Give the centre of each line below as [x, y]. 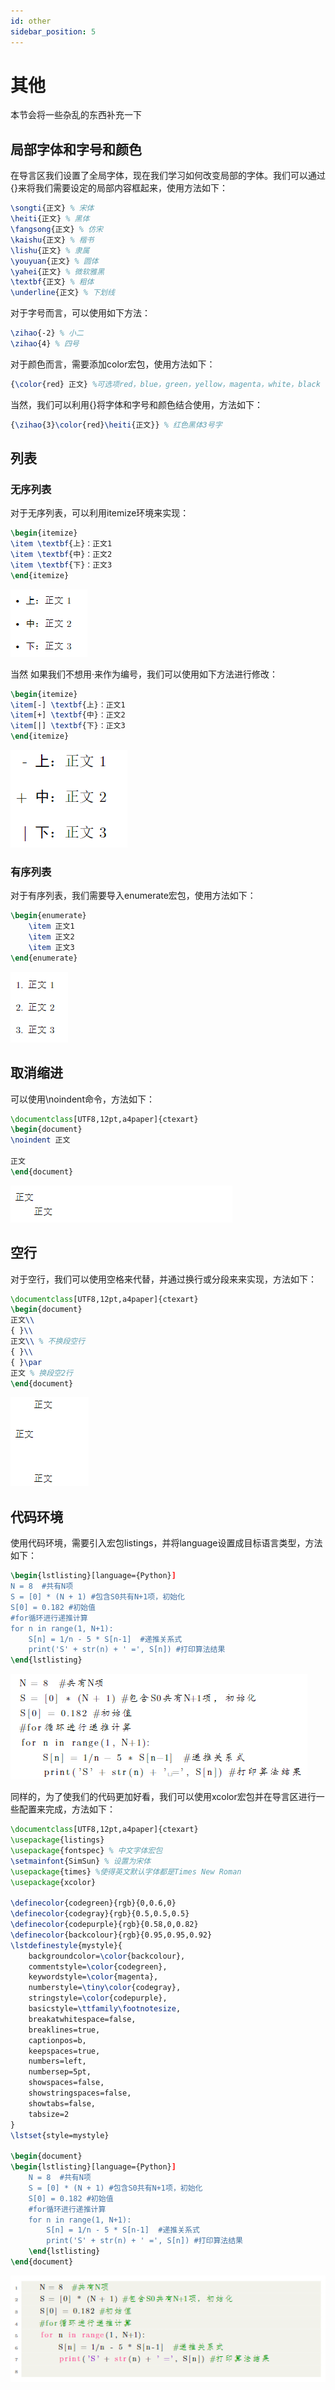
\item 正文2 [51, 937]
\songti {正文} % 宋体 [52, 208]
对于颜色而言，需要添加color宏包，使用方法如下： [113, 364]
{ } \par [26, 1362]
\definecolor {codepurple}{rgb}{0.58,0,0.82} [104, 1925]
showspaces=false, [66, 2083]
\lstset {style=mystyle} [60, 2135]
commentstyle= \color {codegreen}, [98, 1966]
